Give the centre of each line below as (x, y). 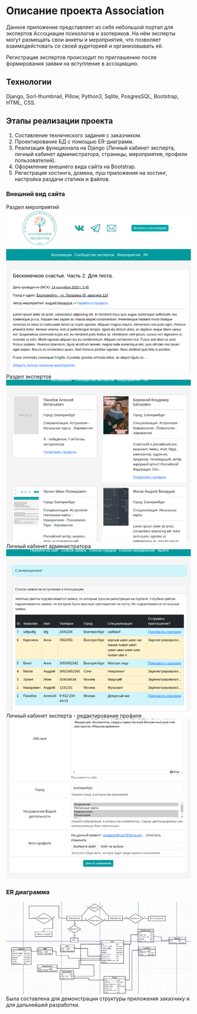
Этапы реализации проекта (60, 121)
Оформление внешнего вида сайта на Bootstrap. (75, 167)
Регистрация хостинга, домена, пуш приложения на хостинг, (91, 172)
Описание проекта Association (85, 11)
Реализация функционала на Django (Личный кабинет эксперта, (95, 148)
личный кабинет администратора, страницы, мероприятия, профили (101, 154)
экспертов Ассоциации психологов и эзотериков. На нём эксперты (91, 33)
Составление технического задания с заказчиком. (78, 135)
